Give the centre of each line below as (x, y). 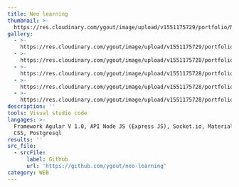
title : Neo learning (38, 14)
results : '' (25, 139)
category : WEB (28, 172)
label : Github (47, 160)
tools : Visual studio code (47, 113)
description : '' (31, 107)
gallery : (20, 34)
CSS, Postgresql (38, 133)
